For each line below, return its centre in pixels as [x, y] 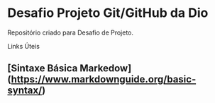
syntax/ [25, 91]
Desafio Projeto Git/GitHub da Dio [108, 13]
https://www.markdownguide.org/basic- [104, 79]
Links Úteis [24, 46]
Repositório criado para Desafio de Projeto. [70, 32]
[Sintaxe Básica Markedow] [70, 68]
